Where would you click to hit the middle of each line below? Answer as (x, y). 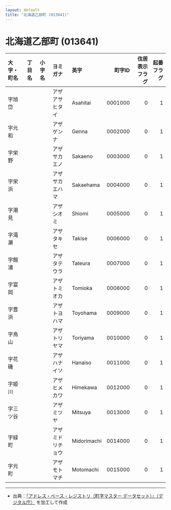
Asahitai (82, 103)
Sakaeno (82, 156)
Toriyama (83, 338)
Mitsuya (81, 412)
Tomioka (82, 288)
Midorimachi (87, 441)
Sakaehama (86, 185)
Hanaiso (82, 363)
